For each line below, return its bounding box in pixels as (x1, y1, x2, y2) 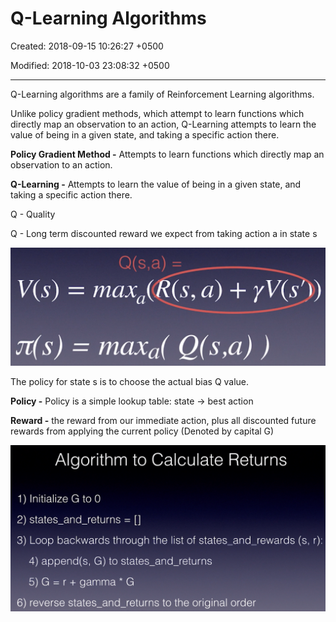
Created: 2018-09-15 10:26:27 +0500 (10, 40, 164, 52)
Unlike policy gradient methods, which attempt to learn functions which (10, 107, 305, 119)
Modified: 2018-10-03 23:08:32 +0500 (10, 59, 170, 71)
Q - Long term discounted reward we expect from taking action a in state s (10, 227, 318, 239)
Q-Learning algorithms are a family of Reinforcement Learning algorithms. (10, 88, 315, 100)
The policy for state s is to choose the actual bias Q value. (10, 376, 250, 388)
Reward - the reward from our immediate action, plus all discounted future (10, 415, 317, 427)
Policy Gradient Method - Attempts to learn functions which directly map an (10, 148, 325, 160)
